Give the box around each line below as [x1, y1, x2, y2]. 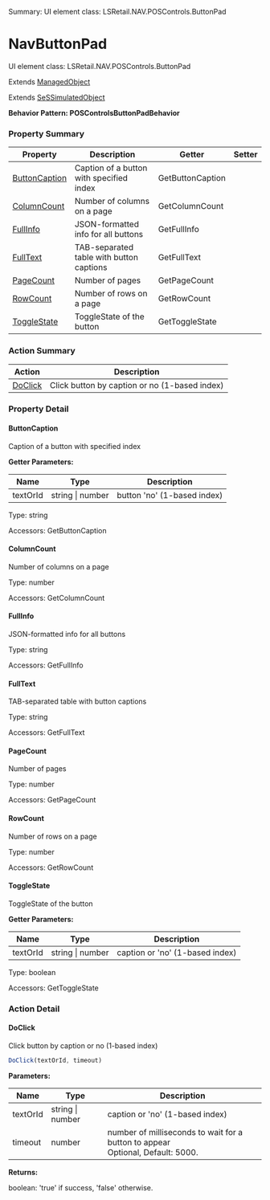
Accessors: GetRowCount [8, 863, 94, 872]
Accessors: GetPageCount [8, 795, 96, 805]
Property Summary [8, 128, 85, 139]
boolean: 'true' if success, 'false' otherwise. [8, 1182, 153, 1192]
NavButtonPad [8, 35, 108, 53]
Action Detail [8, 1003, 60, 1014]
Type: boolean [8, 967, 56, 977]
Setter [233, 149, 258, 160]
